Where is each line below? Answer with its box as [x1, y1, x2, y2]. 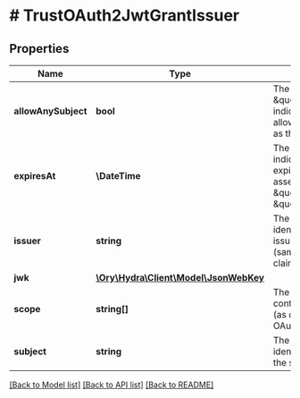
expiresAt [13, 170, 56, 182]
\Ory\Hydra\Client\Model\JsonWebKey [96, 272, 265, 284]
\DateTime [96, 170, 141, 182]
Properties [9, 41, 70, 56]
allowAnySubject [13, 105, 87, 117]
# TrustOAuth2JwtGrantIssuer [9, 5, 240, 26]
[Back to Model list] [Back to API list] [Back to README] [9, 379, 214, 390]
